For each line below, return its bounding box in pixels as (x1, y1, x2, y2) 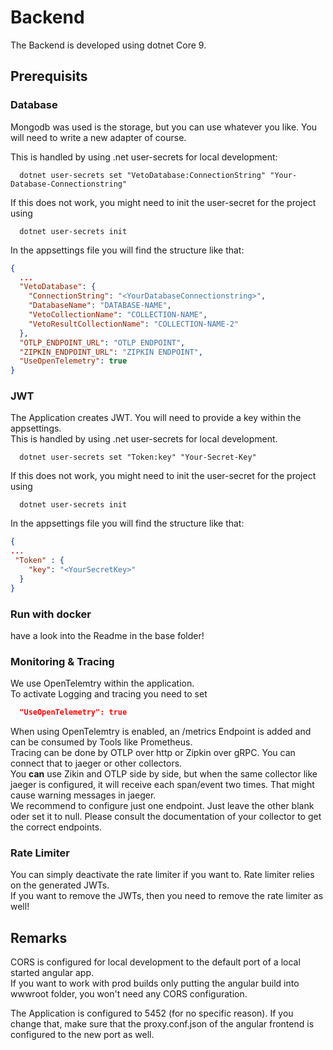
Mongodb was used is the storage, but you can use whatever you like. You (10, 121, 318, 133)
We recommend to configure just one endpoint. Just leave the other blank (10, 800, 315, 812)
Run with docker (10, 607, 92, 621)
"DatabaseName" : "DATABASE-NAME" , (28, 301, 172, 311)
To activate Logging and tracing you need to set (10, 688, 208, 700)
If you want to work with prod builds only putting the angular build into (10, 977, 300, 990)
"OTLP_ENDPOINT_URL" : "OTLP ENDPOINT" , (19, 337, 186, 348)
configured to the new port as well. (10, 1029, 155, 1041)
